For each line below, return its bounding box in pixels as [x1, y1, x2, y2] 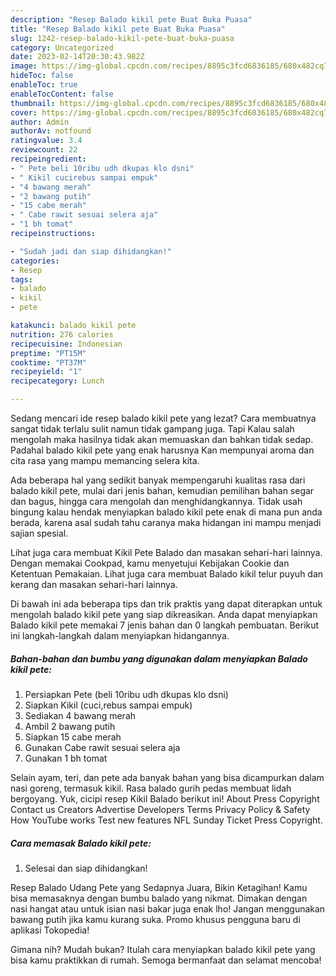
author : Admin [10, 117, 70, 127]
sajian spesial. [10, 527, 69, 539]
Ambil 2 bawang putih [24, 720, 116, 732]
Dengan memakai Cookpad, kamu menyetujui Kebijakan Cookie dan [10, 557, 290, 569]
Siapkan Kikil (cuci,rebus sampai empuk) [24, 699, 193, 711]
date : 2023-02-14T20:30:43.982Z [10, 52, 145, 62]
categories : [10, 256, 60, 266]
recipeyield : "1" [10, 367, 83, 377]
